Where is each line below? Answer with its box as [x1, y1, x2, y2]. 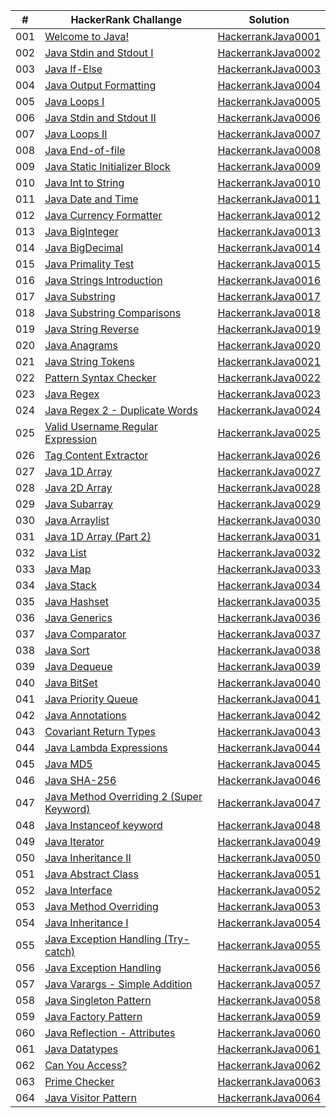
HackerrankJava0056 [217, 961, 321, 974]
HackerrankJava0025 [217, 426, 321, 439]
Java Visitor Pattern [44, 1091, 137, 1104]
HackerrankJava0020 [217, 339, 321, 352]
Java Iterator [44, 835, 105, 848]
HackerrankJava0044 [217, 741, 321, 754]
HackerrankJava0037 [217, 627, 321, 641]
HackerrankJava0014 [217, 241, 321, 254]
